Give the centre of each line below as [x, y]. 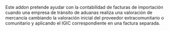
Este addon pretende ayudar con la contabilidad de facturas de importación [84, 7]
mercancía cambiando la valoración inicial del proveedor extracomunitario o [84, 18]
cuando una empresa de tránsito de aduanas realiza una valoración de [79, 12]
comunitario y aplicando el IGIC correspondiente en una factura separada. [83, 23]
